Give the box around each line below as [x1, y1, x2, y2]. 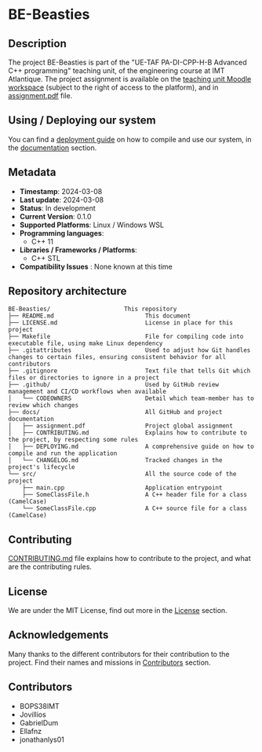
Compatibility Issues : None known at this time [19, 262, 173, 271]
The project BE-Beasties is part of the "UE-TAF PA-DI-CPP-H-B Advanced [8, 57, 247, 67]
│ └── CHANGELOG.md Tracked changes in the [8, 457, 223, 464]
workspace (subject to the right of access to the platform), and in [8, 83, 219, 92]
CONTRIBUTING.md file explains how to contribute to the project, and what [8, 554, 251, 563]
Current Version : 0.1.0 [19, 211, 92, 221]
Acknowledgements [8, 629, 109, 642]
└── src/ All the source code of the [8, 470, 237, 479]
